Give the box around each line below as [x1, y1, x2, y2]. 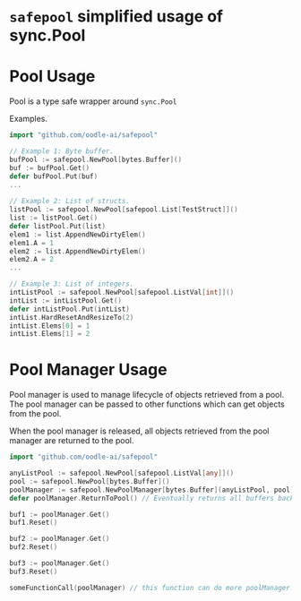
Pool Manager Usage [9, 360, 168, 380]
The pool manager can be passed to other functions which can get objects [9, 399, 285, 409]
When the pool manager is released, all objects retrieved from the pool [9, 425, 270, 436]
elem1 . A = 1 [9, 238, 54, 247]
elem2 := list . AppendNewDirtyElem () [9, 246, 146, 256]
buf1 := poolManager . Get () [9, 510, 110, 519]
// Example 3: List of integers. [9, 279, 134, 288]
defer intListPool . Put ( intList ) [9, 305, 130, 313]
